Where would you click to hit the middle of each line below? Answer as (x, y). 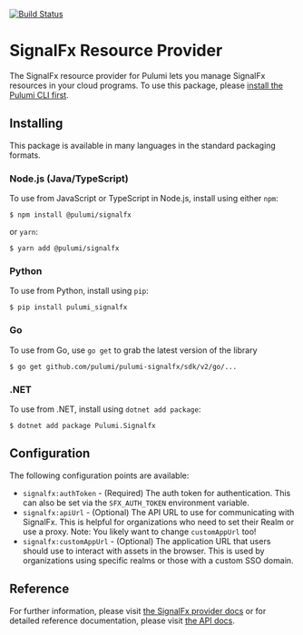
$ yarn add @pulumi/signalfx (64, 249)
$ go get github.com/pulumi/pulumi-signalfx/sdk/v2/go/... (123, 366)
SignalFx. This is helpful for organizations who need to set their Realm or (158, 522)
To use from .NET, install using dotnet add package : (105, 409)
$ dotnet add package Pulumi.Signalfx (83, 425)
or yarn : (24, 232)
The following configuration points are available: (99, 475)
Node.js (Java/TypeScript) (69, 179)
